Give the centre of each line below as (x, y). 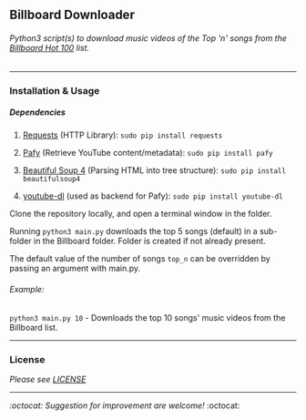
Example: (27, 290)
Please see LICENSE (48, 379)
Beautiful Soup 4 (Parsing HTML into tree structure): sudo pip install (154, 170)
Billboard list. (34, 327)
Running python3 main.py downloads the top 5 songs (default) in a (133, 231)
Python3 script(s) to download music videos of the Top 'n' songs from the (148, 38)
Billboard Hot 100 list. (49, 47)
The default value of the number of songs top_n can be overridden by (140, 259)
